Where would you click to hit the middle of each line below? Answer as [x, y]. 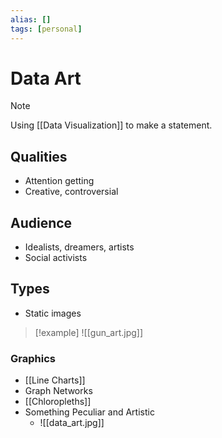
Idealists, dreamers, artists [79, 247]
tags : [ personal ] [46, 29]
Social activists [56, 258]
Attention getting [59, 181]
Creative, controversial [71, 192]
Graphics [33, 358]
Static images [53, 313]
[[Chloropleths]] [58, 402]
